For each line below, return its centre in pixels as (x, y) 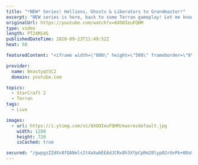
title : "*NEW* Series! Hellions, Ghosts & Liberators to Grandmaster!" (96, 12)
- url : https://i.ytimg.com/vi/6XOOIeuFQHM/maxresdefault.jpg (89, 126)
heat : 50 (17, 45)
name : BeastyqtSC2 (34, 72)
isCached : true (35, 143)
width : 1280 (31, 131)
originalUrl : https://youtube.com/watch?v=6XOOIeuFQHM (75, 22)
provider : (18, 66)
